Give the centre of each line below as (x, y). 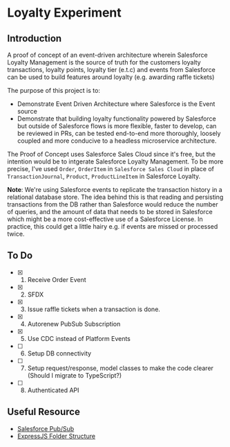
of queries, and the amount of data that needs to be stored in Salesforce (110, 212)
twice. (16, 234)
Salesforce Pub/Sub (46, 428)
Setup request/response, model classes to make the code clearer (121, 368)
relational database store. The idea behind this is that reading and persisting (115, 197)
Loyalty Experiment (65, 13)
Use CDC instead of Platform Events (79, 338)
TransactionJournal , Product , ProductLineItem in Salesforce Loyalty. (104, 176)
